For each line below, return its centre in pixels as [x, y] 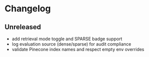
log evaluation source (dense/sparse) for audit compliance [72, 44]
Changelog [28, 9]
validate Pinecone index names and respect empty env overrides [78, 49]
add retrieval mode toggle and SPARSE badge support [67, 39]
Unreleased [23, 27]
